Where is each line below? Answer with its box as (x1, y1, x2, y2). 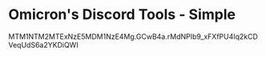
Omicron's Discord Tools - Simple (8, 6, 236, 24)
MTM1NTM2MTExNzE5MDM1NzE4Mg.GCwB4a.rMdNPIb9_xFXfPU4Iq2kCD (8, 32, 259, 41)
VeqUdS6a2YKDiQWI (8, 40, 79, 49)
